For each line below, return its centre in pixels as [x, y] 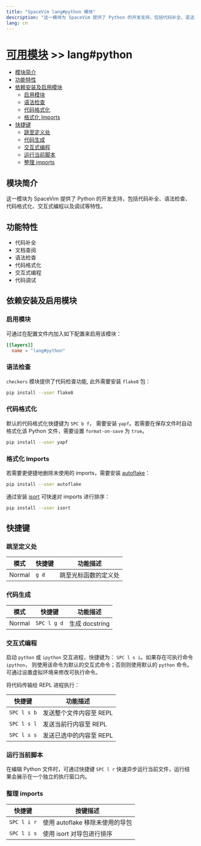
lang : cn [17, 23]
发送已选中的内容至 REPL [78, 736]
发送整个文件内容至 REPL [78, 713]
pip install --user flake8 [40, 393]
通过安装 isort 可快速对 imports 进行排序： [58, 497]
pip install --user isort [38, 508]
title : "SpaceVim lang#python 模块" [51, 12]
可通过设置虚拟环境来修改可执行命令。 [53, 672]
